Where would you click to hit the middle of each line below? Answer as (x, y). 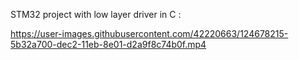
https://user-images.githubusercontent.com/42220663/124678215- (149, 33)
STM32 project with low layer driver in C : (96, 14)
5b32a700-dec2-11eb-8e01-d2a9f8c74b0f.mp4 (108, 44)
